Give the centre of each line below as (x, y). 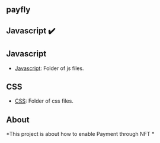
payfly (18, 10)
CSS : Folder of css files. (44, 101)
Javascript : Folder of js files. (49, 68)
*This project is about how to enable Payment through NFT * (80, 134)
